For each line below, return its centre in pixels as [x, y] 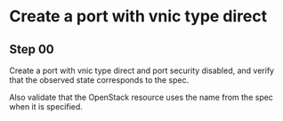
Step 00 [32, 49]
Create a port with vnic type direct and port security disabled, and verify [141, 70]
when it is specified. [46, 107]
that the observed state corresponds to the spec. [99, 80]
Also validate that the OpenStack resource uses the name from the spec [141, 97]
